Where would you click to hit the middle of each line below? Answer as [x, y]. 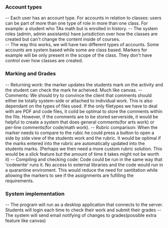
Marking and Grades [31, 74]
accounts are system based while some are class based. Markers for [76, 50]
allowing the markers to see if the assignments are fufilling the [69, 175]
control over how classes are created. [44, 61]
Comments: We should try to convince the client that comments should [78, 95]
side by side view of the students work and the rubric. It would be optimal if [83, 138]
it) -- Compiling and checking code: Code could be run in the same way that [84, 159]
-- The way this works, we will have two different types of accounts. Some [82, 45]
